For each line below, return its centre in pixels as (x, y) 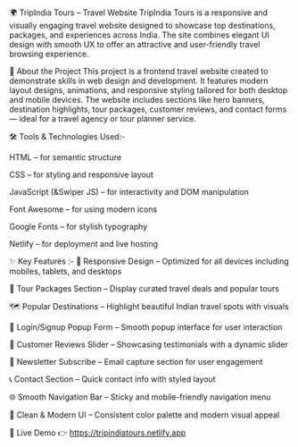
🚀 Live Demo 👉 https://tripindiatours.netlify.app (98, 433)
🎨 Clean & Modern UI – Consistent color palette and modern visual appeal (145, 415)
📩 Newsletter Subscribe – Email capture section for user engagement (136, 362)
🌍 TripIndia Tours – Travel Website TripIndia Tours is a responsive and (139, 13)
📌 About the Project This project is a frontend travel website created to (139, 71)
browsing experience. (49, 54)
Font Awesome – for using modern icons (83, 209)
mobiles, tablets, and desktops (66, 271)
